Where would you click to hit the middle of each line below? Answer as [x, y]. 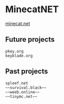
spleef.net [17, 83]
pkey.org [14, 51]
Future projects [30, 40]
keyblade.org [19, 56]
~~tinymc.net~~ [21, 96]
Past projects [27, 72]
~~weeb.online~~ [22, 92]
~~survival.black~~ [26, 88]
